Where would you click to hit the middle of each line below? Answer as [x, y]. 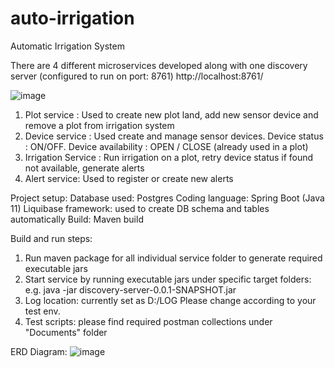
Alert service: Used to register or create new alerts [129, 178]
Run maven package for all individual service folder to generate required [173, 258]
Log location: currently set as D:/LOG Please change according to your [170, 300]
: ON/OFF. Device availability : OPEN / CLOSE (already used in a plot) [166, 146]
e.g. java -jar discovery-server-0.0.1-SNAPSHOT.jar [130, 289]
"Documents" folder [66, 332]
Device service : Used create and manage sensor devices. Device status [174, 136]
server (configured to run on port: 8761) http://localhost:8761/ [137, 76]
